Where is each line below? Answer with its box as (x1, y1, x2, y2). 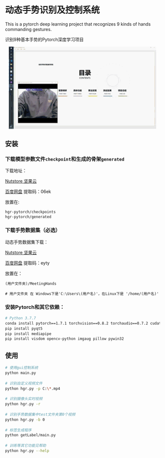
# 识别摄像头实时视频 (5, 396, 43, 401)
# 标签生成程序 (5, 427, 32, 432)
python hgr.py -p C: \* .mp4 (5, 386, 60, 391)
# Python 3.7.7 (5, 316, 36, 321)
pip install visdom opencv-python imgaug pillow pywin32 (5, 336, 124, 341)
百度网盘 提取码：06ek (5, 189, 52, 195)
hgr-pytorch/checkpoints (5, 210, 56, 215)
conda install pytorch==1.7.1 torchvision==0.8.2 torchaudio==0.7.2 (5, 321, 148, 326)
